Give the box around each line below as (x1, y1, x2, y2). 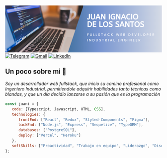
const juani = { (5, 101, 39, 106)
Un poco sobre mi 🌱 (5, 68, 67, 76)
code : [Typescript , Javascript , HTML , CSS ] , (11, 106, 106, 112)
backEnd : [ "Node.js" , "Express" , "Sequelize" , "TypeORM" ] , (18, 122, 144, 127)
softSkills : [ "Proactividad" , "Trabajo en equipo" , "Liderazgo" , (11, 143, 150, 148)
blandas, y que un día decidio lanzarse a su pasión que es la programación (5, 91, 161, 97)
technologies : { (11, 112, 46, 117)
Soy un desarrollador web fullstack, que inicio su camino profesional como (5, 80, 159, 86)
